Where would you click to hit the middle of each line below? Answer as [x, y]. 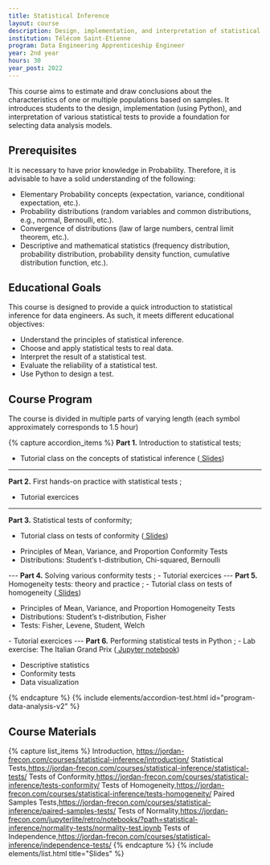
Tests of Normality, [149, 811]
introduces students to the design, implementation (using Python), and [125, 108]
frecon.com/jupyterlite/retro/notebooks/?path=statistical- [103, 819]
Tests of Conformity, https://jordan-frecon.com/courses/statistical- [139, 776]
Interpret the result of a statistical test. [83, 357]
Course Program [50, 399]
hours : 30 [25, 61]
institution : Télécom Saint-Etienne [70, 38]
